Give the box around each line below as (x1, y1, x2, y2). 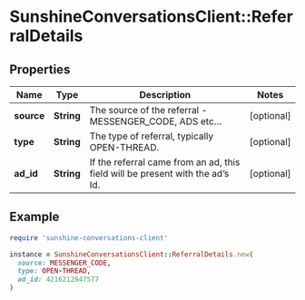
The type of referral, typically (89, 130, 214, 142)
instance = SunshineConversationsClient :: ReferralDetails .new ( (9, 249, 254, 259)
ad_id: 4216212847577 (17, 275, 100, 285)
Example (9, 209, 60, 225)
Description (139, 89, 192, 101)
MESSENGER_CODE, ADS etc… (89, 115, 222, 128)
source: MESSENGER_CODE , (17, 258, 112, 267)
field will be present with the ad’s (89, 168, 230, 179)
